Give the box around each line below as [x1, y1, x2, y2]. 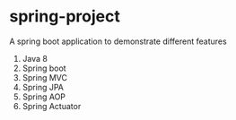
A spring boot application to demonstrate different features [9, 36, 227, 47]
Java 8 [22, 53, 48, 64]
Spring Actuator [22, 100, 82, 111]
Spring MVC [22, 72, 68, 82]
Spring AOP [22, 91, 66, 102]
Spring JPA [22, 81, 65, 92]
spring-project [9, 6, 121, 27]
